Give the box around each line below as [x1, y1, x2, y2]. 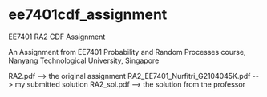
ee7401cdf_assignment [8, 6, 168, 24]
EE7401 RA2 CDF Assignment [8, 32, 106, 41]
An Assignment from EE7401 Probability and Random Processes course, [8, 47, 246, 56]
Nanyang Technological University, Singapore [8, 56, 160, 65]
